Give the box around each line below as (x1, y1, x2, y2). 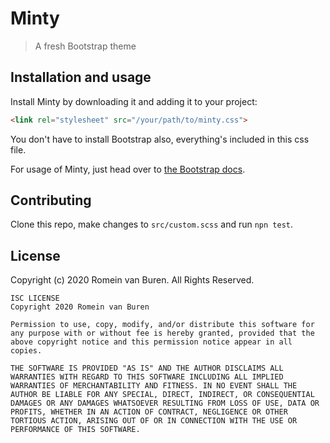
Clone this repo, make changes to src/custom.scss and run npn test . (10, 218, 294, 231)
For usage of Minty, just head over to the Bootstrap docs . (10, 163, 246, 175)
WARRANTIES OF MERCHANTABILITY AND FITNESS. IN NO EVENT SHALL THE (10, 381, 298, 391)
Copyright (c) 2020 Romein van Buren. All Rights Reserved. (10, 274, 255, 286)
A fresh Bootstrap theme (34, 40, 137, 52)
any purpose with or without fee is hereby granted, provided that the (10, 328, 315, 339)
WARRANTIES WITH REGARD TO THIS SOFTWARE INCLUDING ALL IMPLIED (10, 372, 284, 382)
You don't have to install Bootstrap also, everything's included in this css (10, 133, 310, 145)
